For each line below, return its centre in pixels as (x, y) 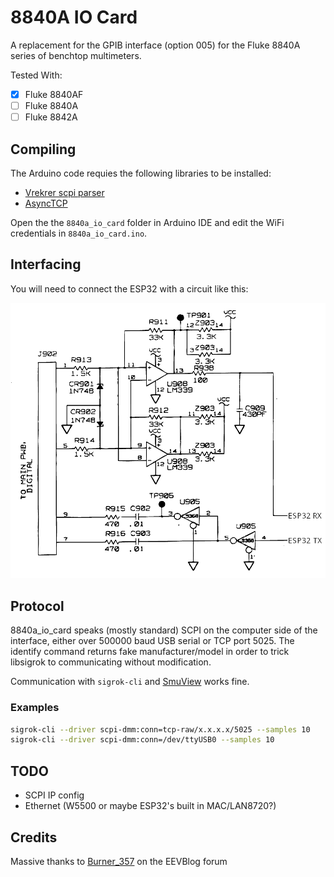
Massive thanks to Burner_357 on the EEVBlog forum (119, 861)
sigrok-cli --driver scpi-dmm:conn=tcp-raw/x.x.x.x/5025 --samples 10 (160, 729)
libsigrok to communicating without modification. (111, 662)
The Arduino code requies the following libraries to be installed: (141, 173)
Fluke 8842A (51, 117)
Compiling (43, 149)
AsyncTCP (46, 203)
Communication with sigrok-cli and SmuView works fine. (130, 682)
